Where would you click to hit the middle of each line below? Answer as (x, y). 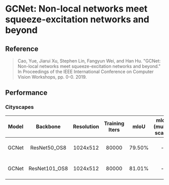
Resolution (86, 127)
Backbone (48, 127)
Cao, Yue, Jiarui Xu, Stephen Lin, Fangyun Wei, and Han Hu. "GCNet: (89, 61)
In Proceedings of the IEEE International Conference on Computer (86, 72)
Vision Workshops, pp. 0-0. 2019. (52, 77)
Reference (22, 49)
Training (114, 123)
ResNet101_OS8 (48, 168)
